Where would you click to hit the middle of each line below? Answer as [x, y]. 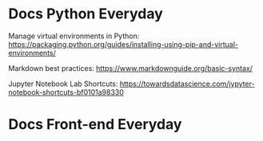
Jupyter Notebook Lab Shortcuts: [63, 84]
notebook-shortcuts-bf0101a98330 [66, 92]
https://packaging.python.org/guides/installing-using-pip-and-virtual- [123, 44]
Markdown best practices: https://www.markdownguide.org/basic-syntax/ [131, 68]
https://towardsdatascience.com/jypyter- [187, 84]
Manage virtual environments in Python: [74, 36]
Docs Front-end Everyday [95, 125]
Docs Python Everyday [86, 14]
